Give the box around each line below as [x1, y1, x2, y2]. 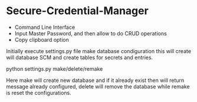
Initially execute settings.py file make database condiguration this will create [6, 47, 192, 54]
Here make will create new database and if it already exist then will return [6, 77, 185, 84]
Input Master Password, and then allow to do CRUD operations [14, 29, 167, 37]
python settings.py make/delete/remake [6, 65, 103, 72]
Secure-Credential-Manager [6, 4, 149, 18]
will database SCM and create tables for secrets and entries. [6, 54, 153, 61]
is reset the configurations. [6, 89, 72, 96]
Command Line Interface [14, 24, 75, 31]
